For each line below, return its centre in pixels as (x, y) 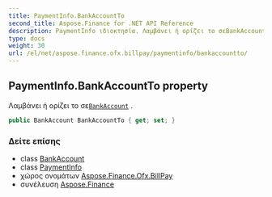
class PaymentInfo (51, 167)
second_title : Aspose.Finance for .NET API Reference (101, 23)
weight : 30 (27, 46)
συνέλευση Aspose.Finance (67, 184)
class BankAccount (52, 158)
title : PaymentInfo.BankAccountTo (67, 16)
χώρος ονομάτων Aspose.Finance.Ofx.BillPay (96, 175)
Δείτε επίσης (34, 140)
